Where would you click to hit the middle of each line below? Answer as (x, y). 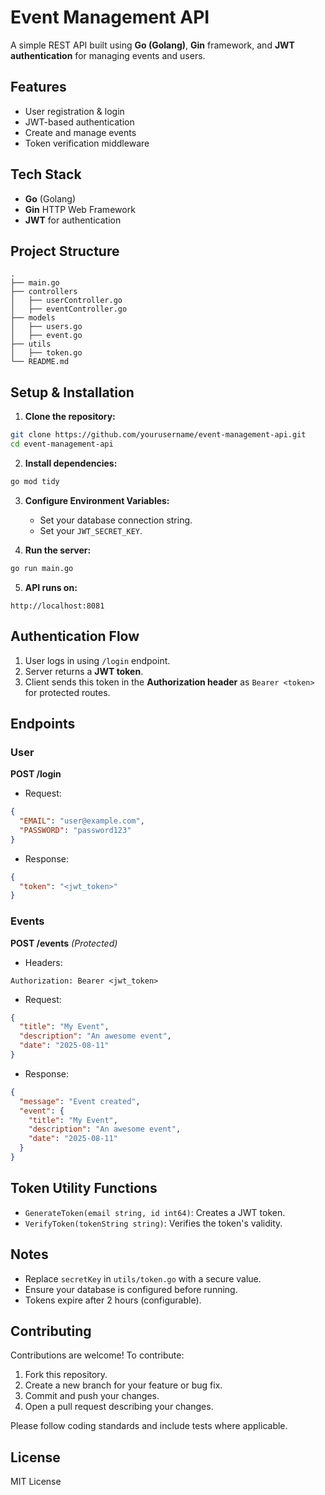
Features (38, 87)
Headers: (43, 962)
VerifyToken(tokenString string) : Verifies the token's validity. (153, 1223)
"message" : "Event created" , (80, 1101)
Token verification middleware (87, 143)
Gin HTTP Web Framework (80, 209)
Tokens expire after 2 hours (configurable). (113, 1300)
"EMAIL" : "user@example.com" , (82, 821)
